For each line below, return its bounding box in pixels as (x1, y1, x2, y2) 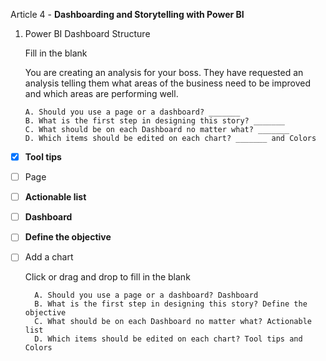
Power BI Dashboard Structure (24, 28, 151, 39)
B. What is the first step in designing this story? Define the (34, 299, 308, 309)
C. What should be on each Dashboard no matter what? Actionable (34, 317, 312, 327)
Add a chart (24, 251, 74, 263)
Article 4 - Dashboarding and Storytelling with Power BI (10, 9, 245, 20)
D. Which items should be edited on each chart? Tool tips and (34, 334, 303, 344)
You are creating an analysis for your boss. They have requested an (24, 67, 304, 78)
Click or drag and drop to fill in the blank (24, 271, 191, 283)
